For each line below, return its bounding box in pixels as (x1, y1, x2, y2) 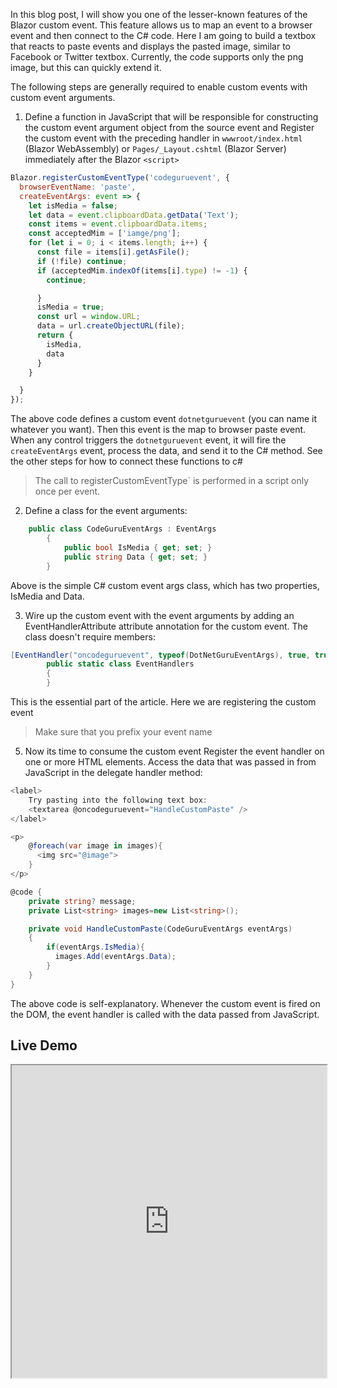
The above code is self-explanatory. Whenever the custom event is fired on (10, 997, 321, 1009)
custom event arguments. (10, 92, 116, 103)
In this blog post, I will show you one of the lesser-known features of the (10, 9, 308, 20)
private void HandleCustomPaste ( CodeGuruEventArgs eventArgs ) (28, 924, 293, 934)
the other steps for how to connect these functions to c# (10, 455, 243, 468)
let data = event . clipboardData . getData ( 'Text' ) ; (28, 210, 240, 220)
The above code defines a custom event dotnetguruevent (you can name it (10, 413, 318, 425)
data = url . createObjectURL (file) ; (36, 321, 186, 331)
